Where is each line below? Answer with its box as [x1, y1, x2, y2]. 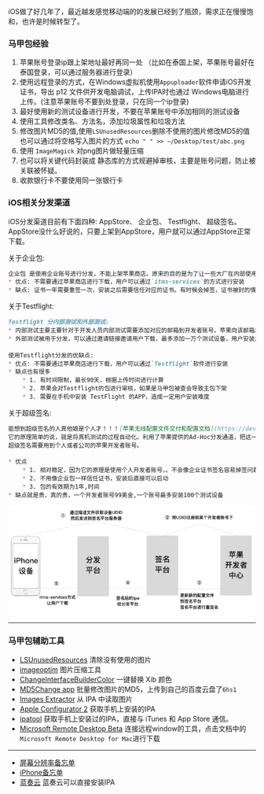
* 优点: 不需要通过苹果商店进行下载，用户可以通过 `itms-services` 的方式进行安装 [8, 278, 245, 286]
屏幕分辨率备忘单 [19, 758, 75, 767]
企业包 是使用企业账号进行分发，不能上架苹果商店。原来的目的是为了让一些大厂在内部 [8, 270, 246, 278]
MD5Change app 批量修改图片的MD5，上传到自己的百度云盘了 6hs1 [19, 684, 237, 694]
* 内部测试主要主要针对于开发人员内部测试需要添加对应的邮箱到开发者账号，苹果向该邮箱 [8, 327, 255, 334]
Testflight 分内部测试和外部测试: [8, 318, 109, 327]
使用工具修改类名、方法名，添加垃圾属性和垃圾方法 [19, 116, 185, 126]
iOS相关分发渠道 [8, 198, 71, 209]
